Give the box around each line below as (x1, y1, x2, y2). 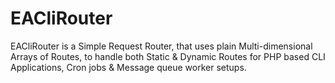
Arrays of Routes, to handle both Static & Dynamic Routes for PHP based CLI (10, 50, 326, 62)
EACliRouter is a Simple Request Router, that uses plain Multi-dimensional (10, 40, 313, 52)
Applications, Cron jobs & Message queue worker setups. (10, 61, 247, 73)
